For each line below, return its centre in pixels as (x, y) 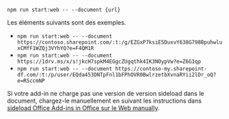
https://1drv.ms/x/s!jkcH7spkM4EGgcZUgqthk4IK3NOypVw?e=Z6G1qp (109, 62)
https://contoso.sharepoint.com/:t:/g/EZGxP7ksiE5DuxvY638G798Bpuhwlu (120, 42)
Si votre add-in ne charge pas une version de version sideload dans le (106, 93)
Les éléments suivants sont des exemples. (67, 23)
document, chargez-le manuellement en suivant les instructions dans (104, 101)
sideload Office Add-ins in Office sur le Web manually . (83, 108)
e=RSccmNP (31, 81)
